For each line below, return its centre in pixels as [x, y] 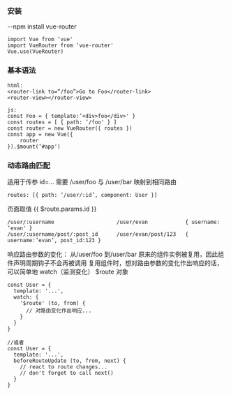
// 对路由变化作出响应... [59, 311]
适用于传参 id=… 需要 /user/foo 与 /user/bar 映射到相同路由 [92, 181]
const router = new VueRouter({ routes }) [70, 128]
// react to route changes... [64, 367]
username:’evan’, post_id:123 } [54, 240]
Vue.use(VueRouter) [36, 52]
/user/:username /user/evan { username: [113, 222]
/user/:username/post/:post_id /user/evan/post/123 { [98, 234]
